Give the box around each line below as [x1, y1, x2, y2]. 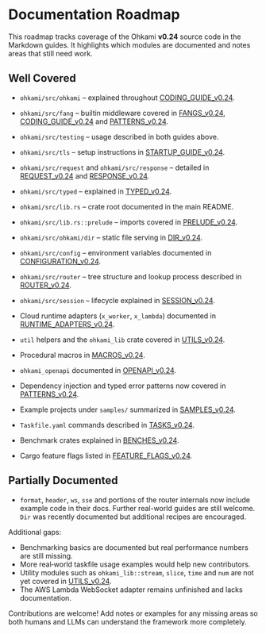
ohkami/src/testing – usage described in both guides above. [19, 132, 219, 141]
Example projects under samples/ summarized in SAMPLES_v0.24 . [19, 405, 236, 414]
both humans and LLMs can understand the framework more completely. [8, 617, 248, 626]
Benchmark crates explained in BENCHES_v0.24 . [19, 435, 179, 445]
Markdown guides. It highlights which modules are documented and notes [8, 40, 251, 49]
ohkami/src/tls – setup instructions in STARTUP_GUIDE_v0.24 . [19, 147, 225, 156]
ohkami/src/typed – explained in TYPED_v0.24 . [19, 186, 172, 196]
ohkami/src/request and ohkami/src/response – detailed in [19, 163, 210, 172]
